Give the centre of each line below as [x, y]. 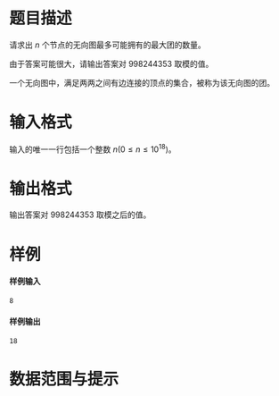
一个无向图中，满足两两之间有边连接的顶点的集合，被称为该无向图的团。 [142, 82]
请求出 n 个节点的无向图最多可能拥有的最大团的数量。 [108, 45]
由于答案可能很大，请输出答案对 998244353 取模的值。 [111, 63]
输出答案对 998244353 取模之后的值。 [80, 215]
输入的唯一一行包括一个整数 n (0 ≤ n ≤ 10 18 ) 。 [93, 148]
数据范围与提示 [64, 379]
